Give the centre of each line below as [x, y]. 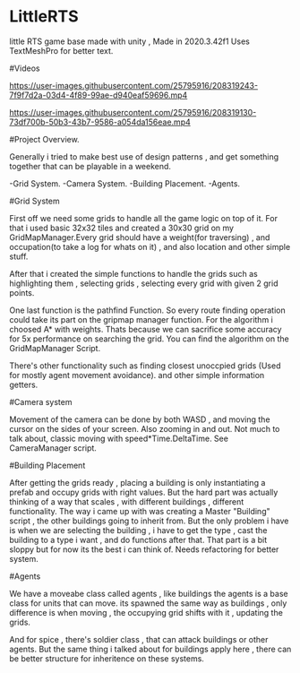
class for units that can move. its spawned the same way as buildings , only [148, 603]
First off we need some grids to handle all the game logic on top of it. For [143, 218]
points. [22, 292]
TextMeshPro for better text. [61, 50]
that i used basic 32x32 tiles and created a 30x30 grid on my [122, 228]
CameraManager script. [53, 448]
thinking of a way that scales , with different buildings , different [127, 501]
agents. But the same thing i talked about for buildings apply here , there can [150, 649]
